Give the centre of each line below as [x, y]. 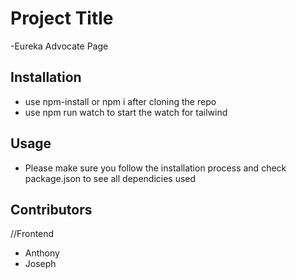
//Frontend [32, 234]
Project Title [62, 18]
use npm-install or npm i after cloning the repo [120, 101]
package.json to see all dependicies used [110, 178]
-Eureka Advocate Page [59, 46]
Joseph [40, 264]
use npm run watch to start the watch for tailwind [126, 112]
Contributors [51, 209]
